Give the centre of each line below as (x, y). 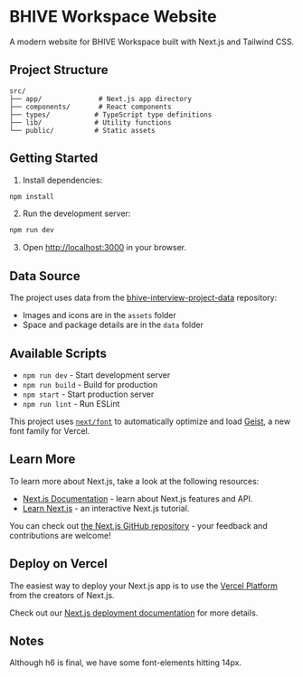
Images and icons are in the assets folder (99, 315)
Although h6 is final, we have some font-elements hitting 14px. (126, 663)
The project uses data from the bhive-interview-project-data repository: (143, 298)
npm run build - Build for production (90, 384)
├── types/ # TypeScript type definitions (111, 115)
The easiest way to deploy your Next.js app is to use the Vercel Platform (144, 586)
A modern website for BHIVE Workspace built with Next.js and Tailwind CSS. (152, 42)
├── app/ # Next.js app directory (101, 99)
